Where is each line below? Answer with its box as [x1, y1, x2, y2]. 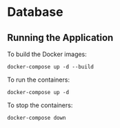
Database [7, 4, 63, 20]
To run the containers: [7, 75, 70, 84]
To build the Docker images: [7, 50, 88, 58]
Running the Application [7, 32, 114, 44]
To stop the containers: [7, 101, 73, 109]
